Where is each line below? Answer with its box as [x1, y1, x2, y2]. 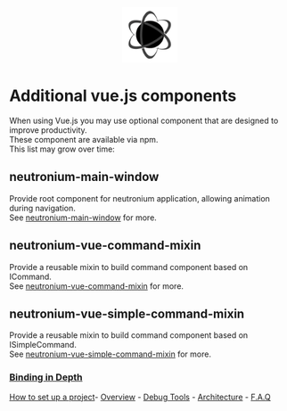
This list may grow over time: [9, 144, 116, 154]
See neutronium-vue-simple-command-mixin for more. [9, 349, 212, 359]
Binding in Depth [9, 371, 83, 383]
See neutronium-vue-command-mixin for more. [9, 280, 184, 292]
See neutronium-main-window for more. [9, 212, 158, 223]
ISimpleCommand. [9, 340, 78, 350]
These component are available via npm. [9, 134, 159, 144]
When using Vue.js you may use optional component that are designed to [9, 115, 279, 126]
